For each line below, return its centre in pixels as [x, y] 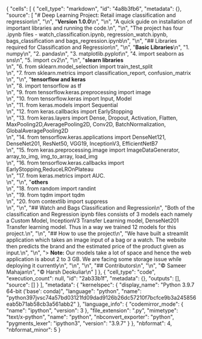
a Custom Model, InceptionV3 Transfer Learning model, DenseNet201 [93, 221]
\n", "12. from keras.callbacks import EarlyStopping [70, 111]
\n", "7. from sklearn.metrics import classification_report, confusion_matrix [99, 73]
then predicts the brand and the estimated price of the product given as [95, 246]
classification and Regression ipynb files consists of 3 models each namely [99, 214]
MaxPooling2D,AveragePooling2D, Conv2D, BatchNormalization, [86, 124]
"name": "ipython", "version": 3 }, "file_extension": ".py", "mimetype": [92, 310]
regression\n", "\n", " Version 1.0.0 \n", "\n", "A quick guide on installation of [99, 21]
